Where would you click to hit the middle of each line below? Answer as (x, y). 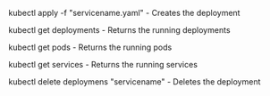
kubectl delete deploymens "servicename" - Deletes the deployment (135, 82)
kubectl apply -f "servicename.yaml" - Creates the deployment (124, 13)
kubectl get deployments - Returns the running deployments (119, 30)
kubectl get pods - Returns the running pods (90, 47)
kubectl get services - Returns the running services (103, 64)
